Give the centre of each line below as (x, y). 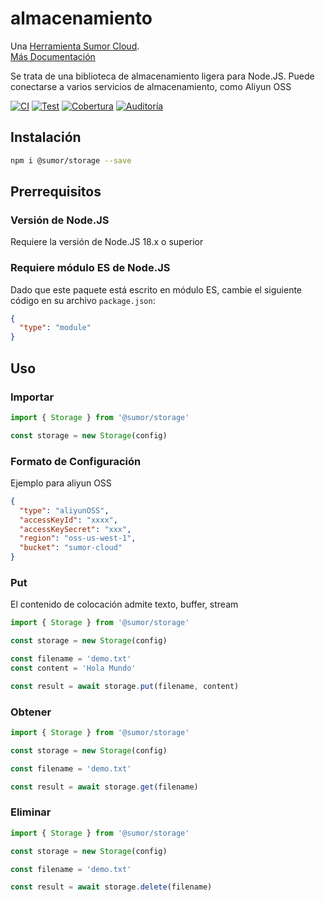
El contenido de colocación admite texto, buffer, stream (124, 604)
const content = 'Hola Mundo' (73, 668)
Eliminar (31, 812)
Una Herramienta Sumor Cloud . (75, 46)
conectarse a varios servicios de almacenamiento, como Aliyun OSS (151, 86)
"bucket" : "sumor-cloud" (71, 548)
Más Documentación (53, 56)
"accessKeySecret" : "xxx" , (75, 529)
